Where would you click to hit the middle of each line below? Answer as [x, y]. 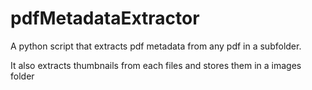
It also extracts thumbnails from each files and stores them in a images [156, 65]
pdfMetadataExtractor [105, 18]
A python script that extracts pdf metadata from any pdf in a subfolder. [156, 46]
